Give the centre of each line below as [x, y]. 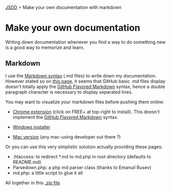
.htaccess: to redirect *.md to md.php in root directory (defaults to [82, 156]
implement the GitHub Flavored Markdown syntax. [65, 117]
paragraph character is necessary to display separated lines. [69, 92]
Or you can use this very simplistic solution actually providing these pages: [84, 147]
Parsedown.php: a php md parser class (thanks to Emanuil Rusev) [82, 167]
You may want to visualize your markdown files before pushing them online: [85, 102]
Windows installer [31, 127]
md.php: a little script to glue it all [48, 173]
